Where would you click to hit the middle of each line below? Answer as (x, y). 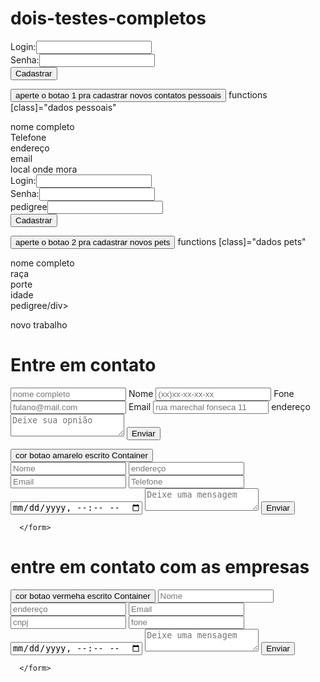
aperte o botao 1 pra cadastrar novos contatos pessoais (118, 95)
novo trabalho (39, 324)
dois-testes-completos (108, 18)
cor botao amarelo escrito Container (81, 455)
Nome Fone (211, 393)
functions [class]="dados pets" (242, 241)
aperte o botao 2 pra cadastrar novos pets (93, 242)
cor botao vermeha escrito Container (83, 595)
